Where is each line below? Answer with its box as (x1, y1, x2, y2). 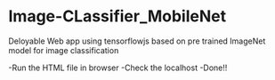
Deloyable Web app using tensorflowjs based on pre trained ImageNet (8, 36, 266, 46)
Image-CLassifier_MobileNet (8, 6, 227, 27)
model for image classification (8, 44, 119, 55)
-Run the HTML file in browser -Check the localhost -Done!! (8, 62, 228, 73)
